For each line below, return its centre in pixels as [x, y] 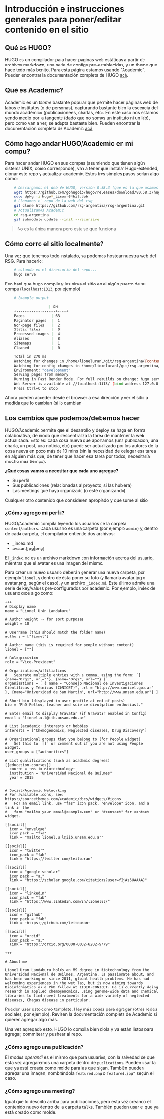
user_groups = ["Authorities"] [37, 752]
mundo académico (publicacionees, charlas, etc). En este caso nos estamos [82, 112]
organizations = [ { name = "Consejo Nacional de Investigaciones [74, 683]
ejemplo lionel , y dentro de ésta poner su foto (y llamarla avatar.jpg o [75, 577]
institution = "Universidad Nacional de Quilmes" [61, 773]
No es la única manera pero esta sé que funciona [66, 229]
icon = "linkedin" [28, 893]
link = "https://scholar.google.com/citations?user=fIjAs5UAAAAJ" [78, 880]
